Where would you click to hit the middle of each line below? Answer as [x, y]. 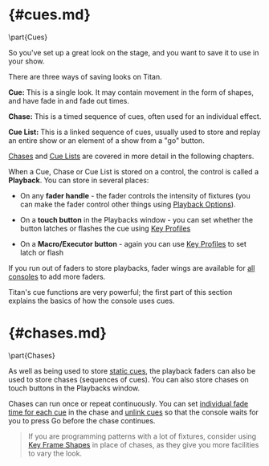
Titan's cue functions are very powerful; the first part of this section [120, 292]
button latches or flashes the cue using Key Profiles [105, 228]
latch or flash [42, 252]
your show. [26, 61]
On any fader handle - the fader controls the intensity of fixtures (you [135, 195]
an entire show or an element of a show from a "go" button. [106, 140]
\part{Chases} [32, 355]
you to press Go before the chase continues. [82, 420]
